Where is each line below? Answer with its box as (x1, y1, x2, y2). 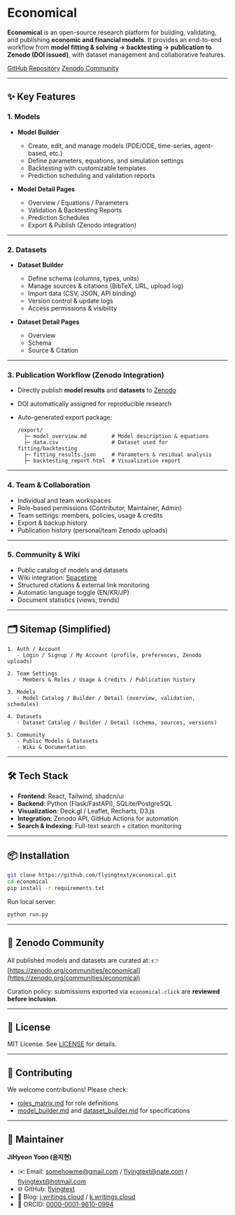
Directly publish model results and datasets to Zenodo (17, 386, 177, 394)
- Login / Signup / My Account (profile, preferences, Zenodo (16, 652, 201, 659)
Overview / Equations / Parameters (27, 198, 129, 207)
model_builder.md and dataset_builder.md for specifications (17, 1106, 190, 1115)
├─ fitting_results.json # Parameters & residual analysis (24, 451, 212, 458)
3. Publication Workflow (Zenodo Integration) (7, 370, 164, 380)
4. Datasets (7, 713, 42, 720)
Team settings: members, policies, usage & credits (17, 511, 163, 519)
